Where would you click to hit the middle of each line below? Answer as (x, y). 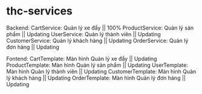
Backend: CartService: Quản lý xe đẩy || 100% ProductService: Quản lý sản (100, 28)
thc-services (39, 11)
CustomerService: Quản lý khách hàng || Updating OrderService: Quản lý (97, 40)
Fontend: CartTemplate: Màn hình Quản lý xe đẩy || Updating (82, 58)
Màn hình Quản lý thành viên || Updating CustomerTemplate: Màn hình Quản (101, 71)
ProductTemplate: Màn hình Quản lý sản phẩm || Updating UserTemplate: (97, 65)
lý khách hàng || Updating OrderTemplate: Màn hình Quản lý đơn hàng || (96, 78)
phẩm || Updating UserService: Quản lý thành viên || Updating (84, 34)
